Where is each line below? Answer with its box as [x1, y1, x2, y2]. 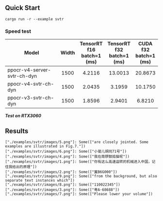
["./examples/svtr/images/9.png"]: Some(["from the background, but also [5, 173, 158, 178]
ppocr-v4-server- [7, 67, 51, 73]
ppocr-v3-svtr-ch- [7, 94, 54, 101]
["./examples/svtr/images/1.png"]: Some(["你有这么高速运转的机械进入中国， [5, 159, 152, 164]
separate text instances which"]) [5, 178, 75, 183]
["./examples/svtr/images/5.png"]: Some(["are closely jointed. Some [5, 140, 149, 144]
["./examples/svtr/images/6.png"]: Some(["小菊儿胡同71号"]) [5, 149, 127, 154]
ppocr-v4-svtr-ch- [7, 81, 54, 87]
